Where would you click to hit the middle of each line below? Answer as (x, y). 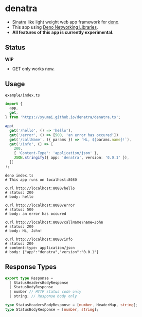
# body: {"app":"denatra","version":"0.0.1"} (52, 252)
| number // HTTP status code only (45, 292)
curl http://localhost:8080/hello (40, 188)
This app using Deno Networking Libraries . (55, 27)
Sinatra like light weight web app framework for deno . (66, 22)
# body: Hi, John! (24, 231)
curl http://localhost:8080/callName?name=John (54, 222)
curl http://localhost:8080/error (40, 205)
